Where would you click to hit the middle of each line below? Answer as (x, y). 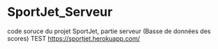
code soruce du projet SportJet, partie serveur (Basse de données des (109, 31)
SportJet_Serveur (60, 12)
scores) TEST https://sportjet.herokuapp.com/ (74, 38)
